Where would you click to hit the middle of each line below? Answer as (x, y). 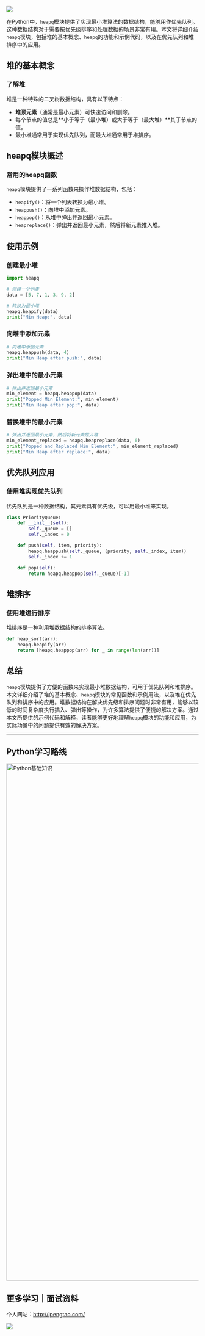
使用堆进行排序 (28, 613)
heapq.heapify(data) (33, 311)
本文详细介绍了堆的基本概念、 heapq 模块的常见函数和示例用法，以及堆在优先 (101, 694)
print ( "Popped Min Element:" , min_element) (63, 400)
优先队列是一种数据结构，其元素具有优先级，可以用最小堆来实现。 (89, 506)
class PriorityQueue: (34, 518)
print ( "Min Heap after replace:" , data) (59, 452)
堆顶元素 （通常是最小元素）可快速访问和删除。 (74, 112)
